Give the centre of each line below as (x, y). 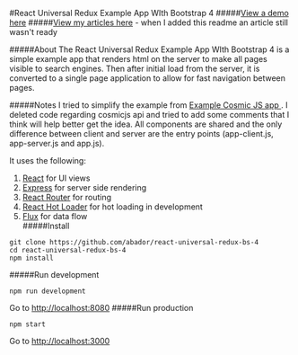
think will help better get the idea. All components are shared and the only (146, 124)
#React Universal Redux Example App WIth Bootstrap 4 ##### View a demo (149, 13)
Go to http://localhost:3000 (60, 341)
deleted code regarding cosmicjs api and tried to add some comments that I (149, 115)
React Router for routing (67, 197)
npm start (28, 324)
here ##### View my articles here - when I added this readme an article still (149, 22)
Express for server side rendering (84, 187)
